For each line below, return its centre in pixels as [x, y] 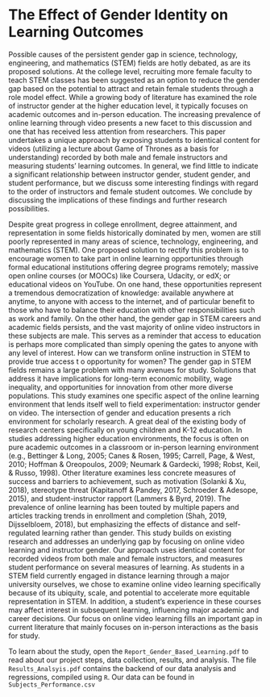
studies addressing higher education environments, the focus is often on [129, 438]
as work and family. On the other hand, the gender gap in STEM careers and [135, 318]
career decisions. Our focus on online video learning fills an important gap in [135, 618]
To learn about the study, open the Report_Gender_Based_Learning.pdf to [129, 651]
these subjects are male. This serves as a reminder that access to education [135, 336]
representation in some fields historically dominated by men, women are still [135, 232]
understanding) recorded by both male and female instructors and [118, 157]
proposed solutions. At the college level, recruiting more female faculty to [130, 71]
